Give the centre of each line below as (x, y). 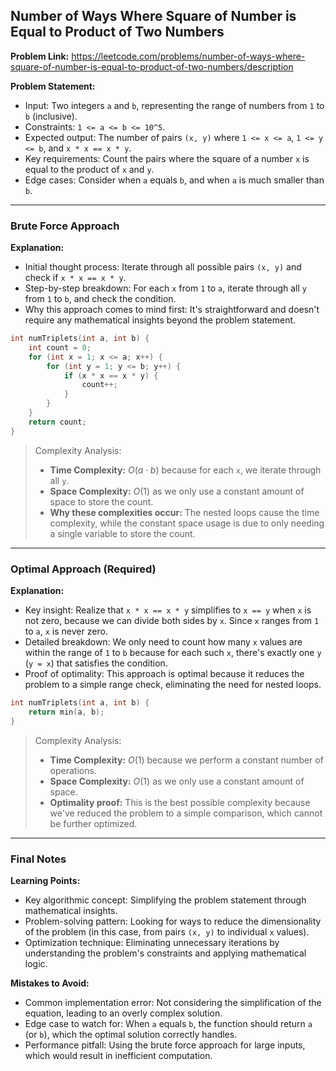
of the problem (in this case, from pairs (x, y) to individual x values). (167, 931)
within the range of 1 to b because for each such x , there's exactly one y (173, 653)
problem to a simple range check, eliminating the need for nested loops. (173, 685)
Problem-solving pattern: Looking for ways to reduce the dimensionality (173, 921)
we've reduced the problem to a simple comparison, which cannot (186, 813)
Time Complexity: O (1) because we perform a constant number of (186, 760)
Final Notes (38, 859)
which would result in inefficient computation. (118, 1055)
